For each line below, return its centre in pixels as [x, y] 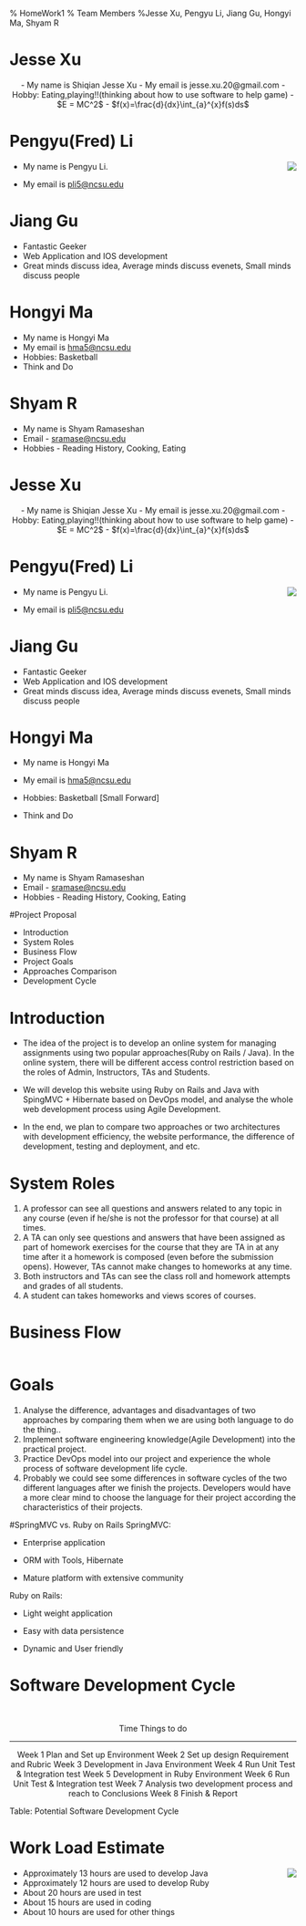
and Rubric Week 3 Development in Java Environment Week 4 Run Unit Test [153, 1765]
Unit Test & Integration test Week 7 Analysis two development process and [153, 1784]
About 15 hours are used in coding [87, 1902]
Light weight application [68, 1613]
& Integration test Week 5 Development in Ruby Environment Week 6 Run [153, 1775]
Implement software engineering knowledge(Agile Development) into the [159, 1440]
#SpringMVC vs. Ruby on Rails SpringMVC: [90, 1525]
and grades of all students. [73, 1286]
